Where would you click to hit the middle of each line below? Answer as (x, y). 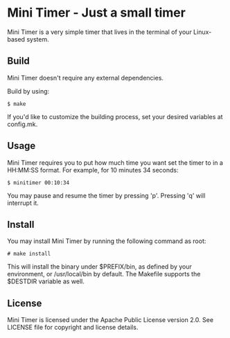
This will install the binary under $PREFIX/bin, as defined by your (99, 267)
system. (38, 39)
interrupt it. (23, 203)
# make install (29, 254)
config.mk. (23, 124)
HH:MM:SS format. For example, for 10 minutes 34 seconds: (93, 170)
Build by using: (28, 91)
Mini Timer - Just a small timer (96, 13)
